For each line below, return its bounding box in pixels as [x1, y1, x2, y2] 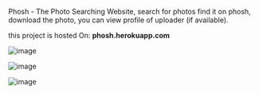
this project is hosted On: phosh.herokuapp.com [8, 31, 170, 40]
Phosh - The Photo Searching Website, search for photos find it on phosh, [8, 7, 251, 16]
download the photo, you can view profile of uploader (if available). [8, 15, 229, 25]
